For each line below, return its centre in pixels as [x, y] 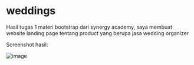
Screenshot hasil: [27, 45]
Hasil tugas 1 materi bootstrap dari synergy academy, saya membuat [89, 27]
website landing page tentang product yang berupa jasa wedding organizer [98, 33]
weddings [31, 11]
